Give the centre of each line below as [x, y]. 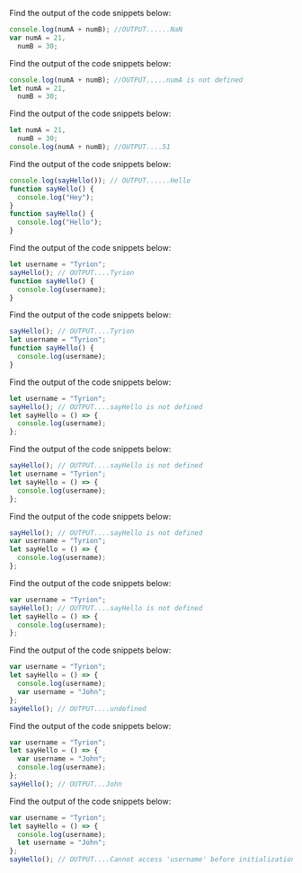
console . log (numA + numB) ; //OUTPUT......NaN [96, 30]
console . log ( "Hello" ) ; [60, 223]
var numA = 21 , [38, 38]
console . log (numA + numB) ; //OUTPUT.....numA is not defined [126, 80]
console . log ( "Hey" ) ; [56, 197]
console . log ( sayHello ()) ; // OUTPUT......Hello [100, 180]
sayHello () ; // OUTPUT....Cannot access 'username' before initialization [152, 860]
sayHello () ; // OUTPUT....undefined [78, 708]
